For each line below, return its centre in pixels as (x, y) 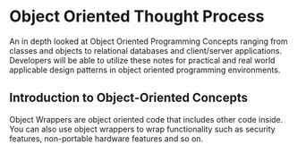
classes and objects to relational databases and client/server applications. (146, 50)
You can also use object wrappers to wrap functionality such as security (142, 129)
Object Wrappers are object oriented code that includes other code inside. (146, 119)
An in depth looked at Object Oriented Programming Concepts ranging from (148, 41)
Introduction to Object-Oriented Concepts (129, 98)
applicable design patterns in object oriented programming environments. (145, 70)
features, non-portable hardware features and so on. (106, 138)
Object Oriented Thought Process (137, 17)
